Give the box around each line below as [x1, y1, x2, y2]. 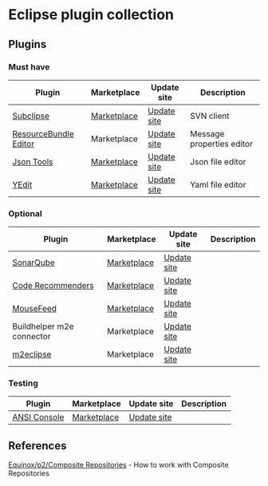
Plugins [8, 38, 47, 51]
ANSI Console [12, 412, 65, 423]
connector [12, 331, 51, 342]
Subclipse [12, 110, 49, 121]
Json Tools [12, 156, 53, 167]
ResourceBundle [12, 128, 74, 139]
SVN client [190, 110, 230, 121]
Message [190, 128, 225, 139]
